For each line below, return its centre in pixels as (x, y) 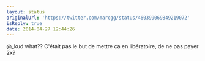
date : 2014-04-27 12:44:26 (41, 29)
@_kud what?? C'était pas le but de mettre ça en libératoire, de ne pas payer (102, 46)
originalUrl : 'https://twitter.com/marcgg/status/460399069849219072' (98, 18)
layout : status (26, 12)
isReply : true (24, 23)
